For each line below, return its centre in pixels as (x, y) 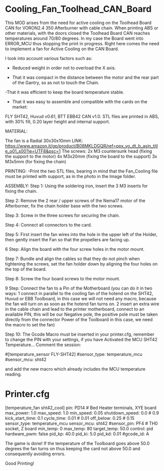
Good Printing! (20, 463)
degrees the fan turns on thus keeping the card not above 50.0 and (73, 448)
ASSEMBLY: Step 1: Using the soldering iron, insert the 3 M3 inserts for (77, 186)
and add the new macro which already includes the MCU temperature (75, 369)
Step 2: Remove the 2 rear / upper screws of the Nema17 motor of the (75, 201)
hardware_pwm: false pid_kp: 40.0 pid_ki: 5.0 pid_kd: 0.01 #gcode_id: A (77, 434)
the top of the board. (26, 269)
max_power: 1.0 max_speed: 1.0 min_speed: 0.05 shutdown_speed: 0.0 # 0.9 (82, 413)
